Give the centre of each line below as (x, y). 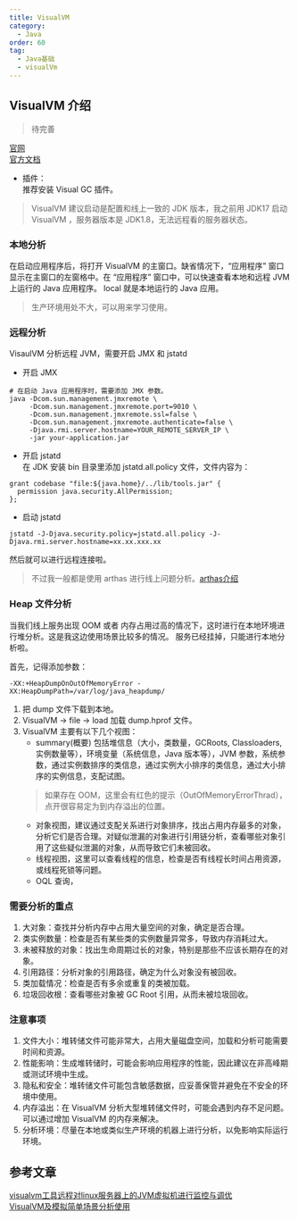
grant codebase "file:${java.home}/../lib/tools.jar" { (115, 484)
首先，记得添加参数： (48, 666)
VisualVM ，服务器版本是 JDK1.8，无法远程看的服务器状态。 (141, 219)
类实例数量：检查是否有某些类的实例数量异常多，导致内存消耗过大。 (147, 938)
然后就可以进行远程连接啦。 (60, 560)
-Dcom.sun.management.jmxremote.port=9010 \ (113, 407)
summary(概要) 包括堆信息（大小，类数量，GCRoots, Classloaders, (159, 742)
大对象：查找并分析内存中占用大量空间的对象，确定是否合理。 (136, 927)
